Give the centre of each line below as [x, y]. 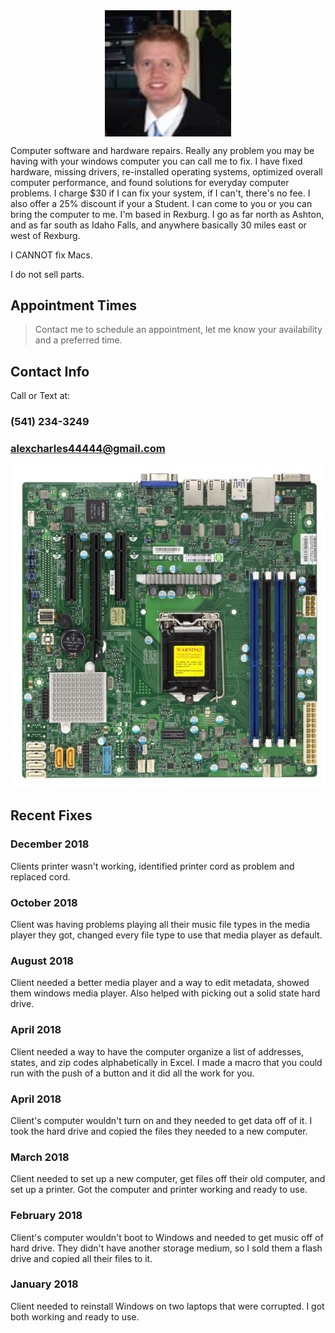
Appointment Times [74, 305]
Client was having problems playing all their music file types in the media [160, 925]
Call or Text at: [40, 396]
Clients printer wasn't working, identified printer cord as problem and [152, 866]
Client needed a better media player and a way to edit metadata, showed [160, 983]
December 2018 [50, 844]
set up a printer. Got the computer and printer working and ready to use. [159, 1190]
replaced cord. [40, 876]
